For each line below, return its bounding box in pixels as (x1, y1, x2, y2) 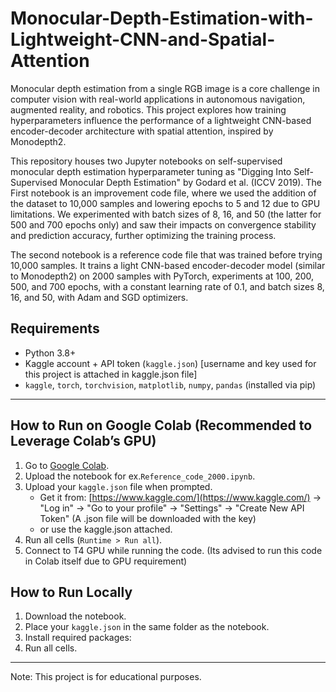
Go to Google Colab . (24, 459, 110, 471)
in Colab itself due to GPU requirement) (24, 555, 188, 567)
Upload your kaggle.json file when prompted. (24, 480, 213, 492)
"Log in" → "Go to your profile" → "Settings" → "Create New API (39, 502, 305, 514)
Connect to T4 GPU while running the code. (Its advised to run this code (24, 544, 323, 556)
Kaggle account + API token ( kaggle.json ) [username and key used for (24, 357, 317, 369)
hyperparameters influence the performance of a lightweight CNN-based (10, 114, 312, 126)
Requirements (10, 320, 100, 337)
